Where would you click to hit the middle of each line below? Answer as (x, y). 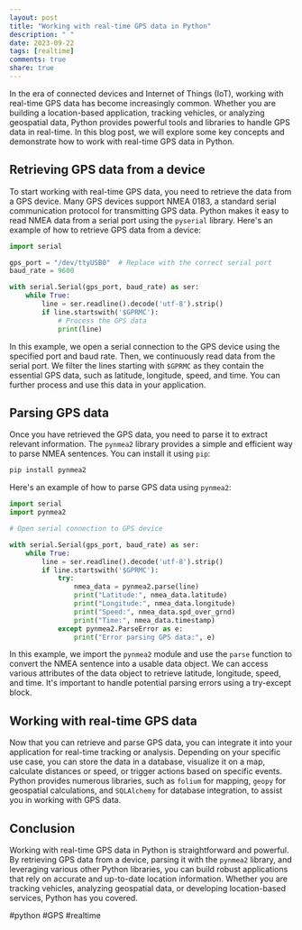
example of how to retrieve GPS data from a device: (105, 230)
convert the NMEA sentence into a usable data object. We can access (139, 664)
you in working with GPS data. (65, 800)
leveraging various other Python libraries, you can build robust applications (149, 869)
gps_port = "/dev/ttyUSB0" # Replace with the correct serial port (141, 262)
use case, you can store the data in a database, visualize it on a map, (137, 761)
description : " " (42, 34)
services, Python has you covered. (73, 898)
